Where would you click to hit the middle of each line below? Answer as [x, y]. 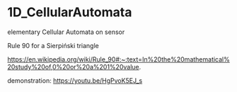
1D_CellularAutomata [70, 12]
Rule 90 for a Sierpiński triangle [53, 45]
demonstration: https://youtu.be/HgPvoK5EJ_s [75, 80]
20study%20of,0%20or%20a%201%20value [73, 67]
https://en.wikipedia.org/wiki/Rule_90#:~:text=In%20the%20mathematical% [118, 59]
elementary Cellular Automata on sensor [66, 32]
